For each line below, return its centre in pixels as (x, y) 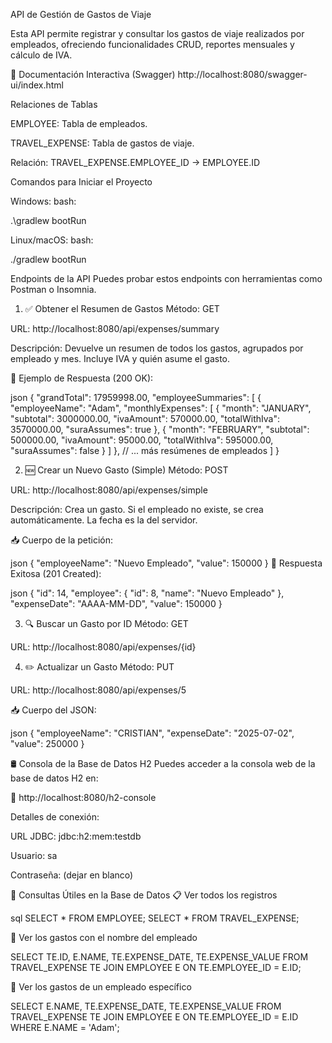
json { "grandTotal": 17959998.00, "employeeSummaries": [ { (136, 397)
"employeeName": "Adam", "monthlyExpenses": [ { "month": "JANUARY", (161, 408)
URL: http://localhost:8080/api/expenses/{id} (103, 647)
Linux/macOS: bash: (52, 240)
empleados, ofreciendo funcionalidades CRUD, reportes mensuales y (152, 44)
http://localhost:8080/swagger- (242, 74)
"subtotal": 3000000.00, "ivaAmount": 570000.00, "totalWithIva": (145, 418)
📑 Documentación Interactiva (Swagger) (93, 74)
